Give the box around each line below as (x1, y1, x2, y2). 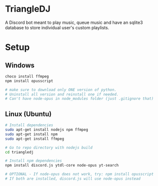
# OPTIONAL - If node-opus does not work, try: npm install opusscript (5, 172, 154, 177)
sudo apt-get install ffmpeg (5, 136, 64, 141)
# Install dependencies (5, 123, 54, 128)
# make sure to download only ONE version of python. (5, 87, 117, 92)
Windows (5, 61, 35, 69)
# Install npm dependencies (5, 158, 62, 164)
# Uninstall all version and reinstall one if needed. (5, 92, 119, 97)
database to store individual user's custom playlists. (5, 24, 109, 30)
